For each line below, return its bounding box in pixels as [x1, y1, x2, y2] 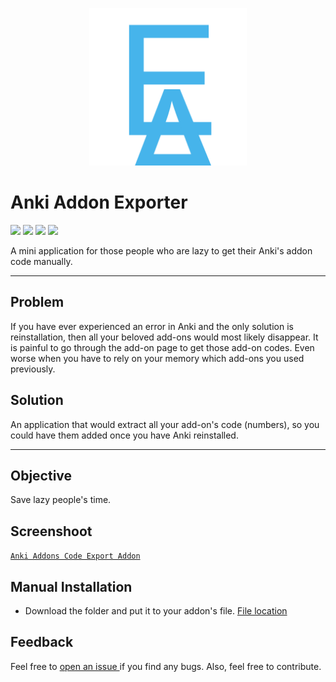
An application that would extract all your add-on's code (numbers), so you [10, 418, 320, 430]
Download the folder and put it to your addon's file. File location [24, 605, 288, 617]
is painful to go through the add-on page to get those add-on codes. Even [10, 341, 315, 353]
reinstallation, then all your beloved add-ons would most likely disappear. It [10, 331, 319, 343]
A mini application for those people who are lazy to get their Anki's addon [10, 244, 313, 257]
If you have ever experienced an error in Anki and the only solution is [10, 320, 294, 332]
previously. [10, 363, 56, 375]
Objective [10, 467, 73, 484]
